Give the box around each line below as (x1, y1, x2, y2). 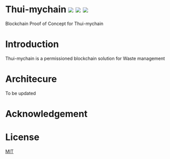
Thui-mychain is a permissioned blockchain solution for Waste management (5, 55, 165, 61)
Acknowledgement (5, 108, 88, 120)
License (5, 131, 40, 143)
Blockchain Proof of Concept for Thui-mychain (5, 20, 104, 27)
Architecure (5, 73, 57, 85)
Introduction (5, 38, 59, 50)
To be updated (5, 90, 36, 96)
